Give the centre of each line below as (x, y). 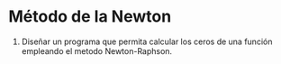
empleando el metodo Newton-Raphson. (97, 50)
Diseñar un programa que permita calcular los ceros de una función (147, 41)
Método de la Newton (90, 17)
